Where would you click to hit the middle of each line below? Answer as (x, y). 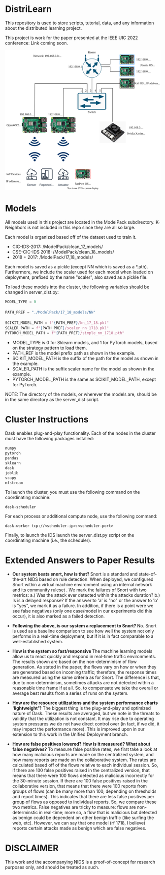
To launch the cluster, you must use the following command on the (73, 492)
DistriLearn (28, 9)
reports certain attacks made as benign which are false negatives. (79, 828)
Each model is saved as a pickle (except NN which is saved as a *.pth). (77, 267)
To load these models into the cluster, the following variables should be (77, 287)
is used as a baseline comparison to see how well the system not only (83, 631)
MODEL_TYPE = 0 (21, 302)
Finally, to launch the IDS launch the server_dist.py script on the (70, 535)
